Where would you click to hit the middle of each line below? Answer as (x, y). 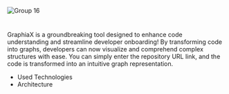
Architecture (35, 84)
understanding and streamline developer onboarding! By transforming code (115, 42)
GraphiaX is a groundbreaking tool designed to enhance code (95, 35)
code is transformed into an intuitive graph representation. (90, 64)
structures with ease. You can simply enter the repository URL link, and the (114, 57)
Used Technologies (45, 77)
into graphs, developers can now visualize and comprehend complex (106, 49)
